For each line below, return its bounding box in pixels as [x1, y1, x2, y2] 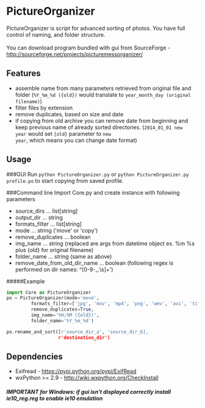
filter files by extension [15, 104, 73, 111]
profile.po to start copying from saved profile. [6, 177, 124, 184]
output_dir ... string [15, 213, 63, 221]
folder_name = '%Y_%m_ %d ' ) [31, 317, 95, 324]
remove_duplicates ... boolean [15, 233, 91, 240]
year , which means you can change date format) [15, 136, 137, 144]
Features [6, 69, 41, 79]
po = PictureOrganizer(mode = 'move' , [6, 295, 99, 301]
